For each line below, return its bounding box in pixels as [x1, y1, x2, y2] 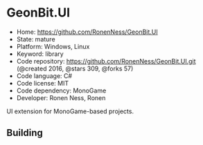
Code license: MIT [16, 79, 69, 87]
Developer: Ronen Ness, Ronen [16, 93, 106, 101]
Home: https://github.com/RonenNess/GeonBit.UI [16, 28, 158, 36]
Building [6, 127, 43, 139]
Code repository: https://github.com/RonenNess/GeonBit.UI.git [16, 57, 196, 65]
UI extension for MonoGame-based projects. [6, 107, 134, 115]
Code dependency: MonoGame [16, 86, 107, 95]
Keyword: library [16, 50, 64, 58]
